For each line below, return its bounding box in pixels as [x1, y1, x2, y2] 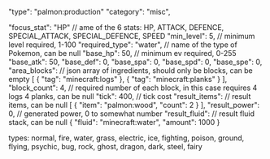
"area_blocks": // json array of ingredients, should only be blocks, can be [8, 66, 254, 75]
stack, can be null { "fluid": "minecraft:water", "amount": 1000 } [8, 118, 220, 127]
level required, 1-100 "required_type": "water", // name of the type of [8, 40, 237, 49]
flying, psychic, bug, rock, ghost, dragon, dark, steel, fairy [8, 142, 203, 151]
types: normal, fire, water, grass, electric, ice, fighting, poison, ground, [8, 133, 245, 143]
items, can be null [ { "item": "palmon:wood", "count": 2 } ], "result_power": [8, 101, 260, 110]
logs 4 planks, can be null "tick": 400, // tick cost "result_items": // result [8, 92, 251, 101]
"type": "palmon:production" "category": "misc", [8, 7, 171, 16]
